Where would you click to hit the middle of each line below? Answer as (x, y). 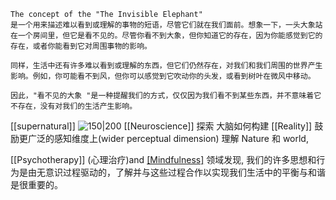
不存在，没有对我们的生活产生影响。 (74, 106)
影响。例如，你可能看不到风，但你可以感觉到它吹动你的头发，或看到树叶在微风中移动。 (163, 76)
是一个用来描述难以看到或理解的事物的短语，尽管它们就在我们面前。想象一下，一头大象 (163, 25)
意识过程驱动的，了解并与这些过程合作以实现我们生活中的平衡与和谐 (185, 172)
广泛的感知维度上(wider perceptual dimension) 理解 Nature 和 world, (168, 138)
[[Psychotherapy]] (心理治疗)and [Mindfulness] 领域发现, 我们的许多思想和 (163, 159)
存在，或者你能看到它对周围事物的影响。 (81, 46)
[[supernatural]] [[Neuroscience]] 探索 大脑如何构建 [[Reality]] (161, 126)
